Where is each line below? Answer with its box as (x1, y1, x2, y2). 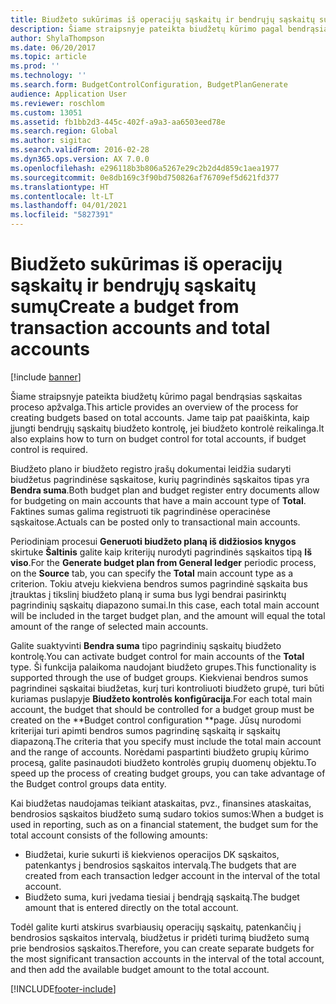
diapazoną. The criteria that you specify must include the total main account (10, 735, 322, 747)
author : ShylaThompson (10, 33, 105, 43)
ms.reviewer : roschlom (10, 98, 105, 108)
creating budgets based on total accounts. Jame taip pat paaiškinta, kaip (10, 411, 310, 423)
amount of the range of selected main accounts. (10, 620, 209, 632)
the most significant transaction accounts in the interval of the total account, (10, 952, 325, 965)
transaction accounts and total (10, 317, 271, 340)
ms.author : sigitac (10, 136, 92, 146)
